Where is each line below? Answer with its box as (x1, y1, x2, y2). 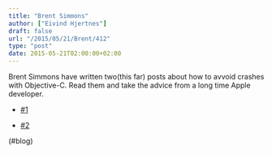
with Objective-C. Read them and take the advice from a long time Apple (8, 80, 251, 90)
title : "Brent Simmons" (8, 11, 89, 20)
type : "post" (8, 42, 53, 50)
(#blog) (8, 136, 34, 146)
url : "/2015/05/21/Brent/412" (8, 34, 111, 43)
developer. (8, 89, 45, 98)
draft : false (8, 27, 53, 35)
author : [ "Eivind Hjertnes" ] (8, 19, 107, 28)
